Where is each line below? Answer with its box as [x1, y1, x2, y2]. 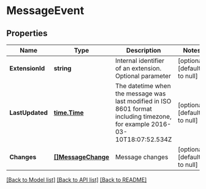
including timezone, [115, 113, 172, 120]
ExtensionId [9, 64, 45, 72]
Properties [6, 28, 48, 39]
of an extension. [115, 64, 162, 72]
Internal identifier [115, 56, 164, 65]
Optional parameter [115, 72, 172, 80]
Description [126, 46, 161, 54]
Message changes [115, 153, 169, 161]
